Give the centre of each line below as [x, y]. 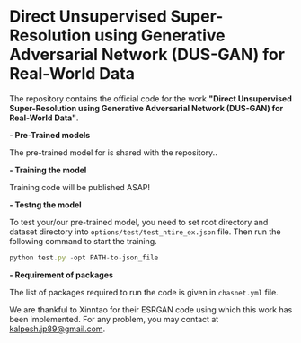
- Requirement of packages [62, 275]
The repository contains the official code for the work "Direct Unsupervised [150, 98]
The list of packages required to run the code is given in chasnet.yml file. [144, 292]
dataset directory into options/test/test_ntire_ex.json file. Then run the [145, 232]
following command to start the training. [83, 241]
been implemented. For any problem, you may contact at [114, 319]
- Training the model [48, 170]
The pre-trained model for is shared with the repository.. [113, 152]
